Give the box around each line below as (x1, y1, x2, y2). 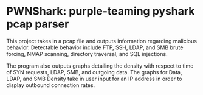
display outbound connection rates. (6, 81, 95, 89)
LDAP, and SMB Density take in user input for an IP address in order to (6, 75, 182, 82)
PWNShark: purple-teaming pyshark (6, 4, 195, 18)
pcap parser (6, 17, 69, 31)
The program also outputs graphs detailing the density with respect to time (6, 62, 194, 69)
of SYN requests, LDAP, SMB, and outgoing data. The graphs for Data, (6, 68, 182, 76)
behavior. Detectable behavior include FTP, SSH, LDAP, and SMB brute (6, 44, 184, 51)
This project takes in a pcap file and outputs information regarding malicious (6, 37, 198, 44)
